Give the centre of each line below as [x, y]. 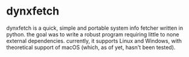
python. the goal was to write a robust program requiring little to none [93, 34]
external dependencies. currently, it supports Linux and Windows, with [94, 41]
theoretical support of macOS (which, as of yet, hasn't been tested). [91, 47]
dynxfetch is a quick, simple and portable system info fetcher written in [95, 28]
